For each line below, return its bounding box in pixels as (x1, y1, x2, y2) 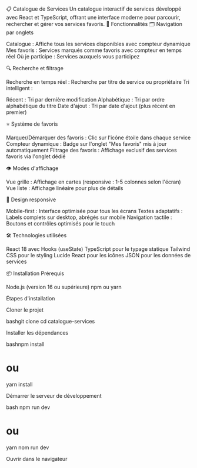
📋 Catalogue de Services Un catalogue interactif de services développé (6, 5, 182, 12)
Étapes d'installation (6, 295, 55, 302)
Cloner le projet (6, 306, 44, 313)
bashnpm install (6, 341, 45, 348)
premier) (6, 109, 27, 116)
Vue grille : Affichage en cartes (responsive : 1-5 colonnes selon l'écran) (6, 178, 181, 185)
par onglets (6, 29, 34, 36)
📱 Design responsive (6, 196, 56, 203)
